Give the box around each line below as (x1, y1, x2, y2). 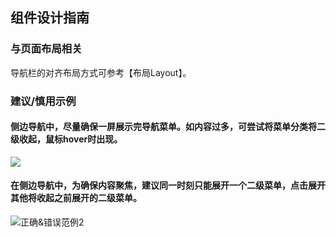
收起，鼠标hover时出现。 (18, 133, 123, 145)
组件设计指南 (10, 9, 90, 27)
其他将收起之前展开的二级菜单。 (10, 192, 142, 204)
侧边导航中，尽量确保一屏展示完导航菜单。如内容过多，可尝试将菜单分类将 (10, 121, 317, 133)
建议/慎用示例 (10, 94, 77, 108)
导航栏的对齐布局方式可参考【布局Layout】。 (10, 66, 192, 78)
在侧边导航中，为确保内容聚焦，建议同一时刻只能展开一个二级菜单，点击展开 (10, 179, 326, 192)
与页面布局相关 (10, 42, 83, 56)
